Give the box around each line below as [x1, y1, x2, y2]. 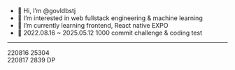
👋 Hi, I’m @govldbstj [17, 7, 76, 15]
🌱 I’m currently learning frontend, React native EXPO [17, 21, 169, 29]
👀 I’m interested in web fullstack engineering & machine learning [17, 14, 203, 22]
